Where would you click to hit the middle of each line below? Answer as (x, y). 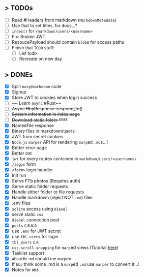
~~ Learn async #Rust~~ (37, 103)
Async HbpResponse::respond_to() (47, 109)
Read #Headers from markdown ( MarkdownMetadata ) (64, 20)
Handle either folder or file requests (48, 192)
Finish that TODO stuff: (33, 48)
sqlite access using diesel (40, 209)
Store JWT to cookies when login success (54, 97)
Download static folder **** (40, 120)
